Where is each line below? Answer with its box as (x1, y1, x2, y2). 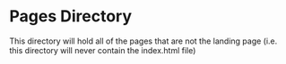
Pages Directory (9, 6, 133, 27)
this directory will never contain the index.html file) (9, 44, 196, 55)
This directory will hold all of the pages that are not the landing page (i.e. (9, 36, 278, 46)
